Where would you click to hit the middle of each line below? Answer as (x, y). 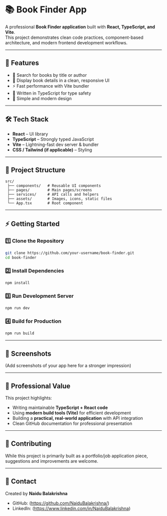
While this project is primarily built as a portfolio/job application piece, (77, 456)
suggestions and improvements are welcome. (52, 461)
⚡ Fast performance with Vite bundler (51, 86)
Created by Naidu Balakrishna (37, 493)
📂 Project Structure (35, 170)
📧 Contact (21, 481)
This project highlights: (29, 398)
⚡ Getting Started (32, 224)
